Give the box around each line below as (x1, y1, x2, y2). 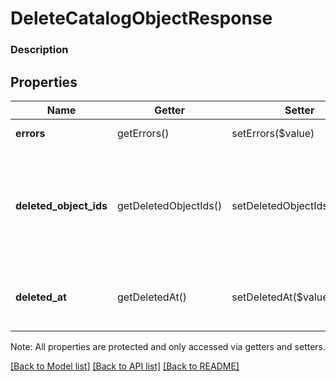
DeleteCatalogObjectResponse (10, 7, 273, 30)
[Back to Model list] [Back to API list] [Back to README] (10, 360, 240, 372)
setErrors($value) (231, 126, 315, 140)
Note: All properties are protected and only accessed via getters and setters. (10, 340, 327, 352)
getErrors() (117, 126, 170, 140)
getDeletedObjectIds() (117, 198, 223, 212)
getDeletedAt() (117, 290, 188, 304)
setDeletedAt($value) (231, 290, 333, 304)
